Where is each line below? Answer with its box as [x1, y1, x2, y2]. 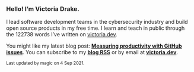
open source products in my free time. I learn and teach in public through [6, 24, 185, 32]
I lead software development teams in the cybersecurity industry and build [6, 18, 188, 26]
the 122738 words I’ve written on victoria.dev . [6, 31, 117, 38]
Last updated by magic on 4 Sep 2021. [6, 60, 85, 67]
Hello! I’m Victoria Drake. [6, 5, 80, 13]
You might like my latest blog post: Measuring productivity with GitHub [6, 42, 182, 49]
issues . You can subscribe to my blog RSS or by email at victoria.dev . [6, 49, 178, 56]
